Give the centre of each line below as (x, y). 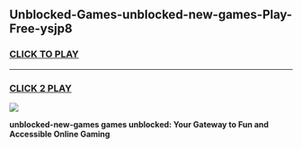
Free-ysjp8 (41, 29)
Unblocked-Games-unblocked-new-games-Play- (151, 15)
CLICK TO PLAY (44, 55)
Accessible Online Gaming (60, 134)
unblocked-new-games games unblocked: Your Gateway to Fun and (139, 124)
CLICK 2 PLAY (40, 88)
